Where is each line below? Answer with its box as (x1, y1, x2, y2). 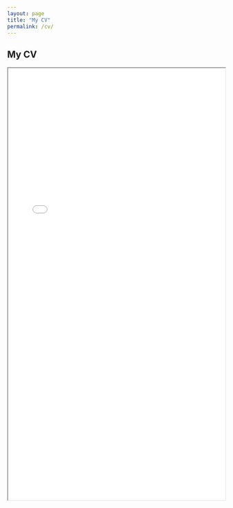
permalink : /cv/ (7, 23, 54, 30)
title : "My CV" (7, 17, 51, 23)
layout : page (7, 10, 45, 17)
